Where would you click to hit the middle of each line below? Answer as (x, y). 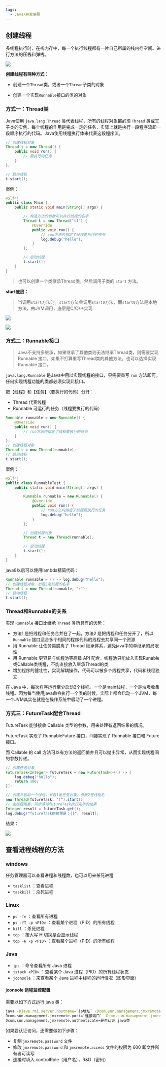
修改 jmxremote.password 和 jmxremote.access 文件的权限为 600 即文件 (84, 1047)
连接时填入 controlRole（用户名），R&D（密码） (61, 1059)
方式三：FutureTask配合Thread (43, 713)
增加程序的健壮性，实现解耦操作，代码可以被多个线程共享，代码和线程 (84, 671)
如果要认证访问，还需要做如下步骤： (42, 1031)
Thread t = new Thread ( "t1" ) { (55, 221)
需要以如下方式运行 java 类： (35, 1002)
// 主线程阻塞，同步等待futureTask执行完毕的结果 (51, 804)
